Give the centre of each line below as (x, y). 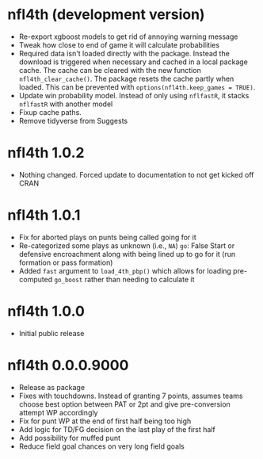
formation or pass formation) (66, 262)
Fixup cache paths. (50, 112)
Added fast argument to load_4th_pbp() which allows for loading (125, 270)
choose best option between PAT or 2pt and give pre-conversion (124, 404)
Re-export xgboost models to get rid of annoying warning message (128, 36)
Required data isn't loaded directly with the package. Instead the (124, 53)
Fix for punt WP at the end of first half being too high (105, 421)
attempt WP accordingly (58, 412)
